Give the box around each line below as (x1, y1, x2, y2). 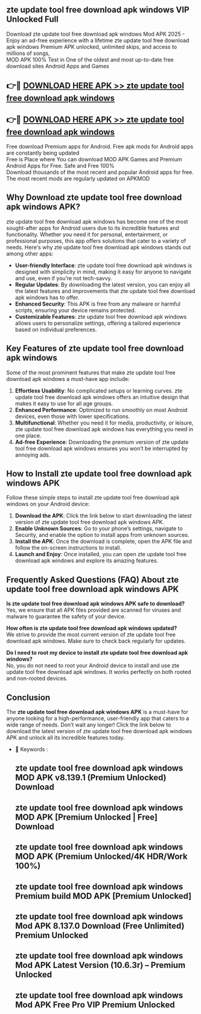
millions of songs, (6, 50, 50, 57)
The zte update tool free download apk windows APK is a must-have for (6, 708, 188, 716)
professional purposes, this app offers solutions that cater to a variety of (6, 237, 187, 244)
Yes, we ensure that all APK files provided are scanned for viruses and (6, 606, 181, 614)
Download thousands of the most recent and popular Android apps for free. (6, 168, 194, 176)
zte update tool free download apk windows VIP (6, 5, 190, 15)
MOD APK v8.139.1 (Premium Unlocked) (14, 772, 167, 783)
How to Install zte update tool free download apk (6, 469, 192, 479)
